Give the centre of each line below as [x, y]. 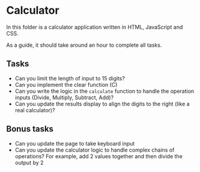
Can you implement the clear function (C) [66, 85]
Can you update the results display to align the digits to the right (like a [102, 104]
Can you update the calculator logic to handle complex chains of [95, 150]
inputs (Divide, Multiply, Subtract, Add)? [64, 97]
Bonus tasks [30, 129]
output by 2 [29, 162]
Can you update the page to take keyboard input [75, 143]
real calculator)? [35, 110]
